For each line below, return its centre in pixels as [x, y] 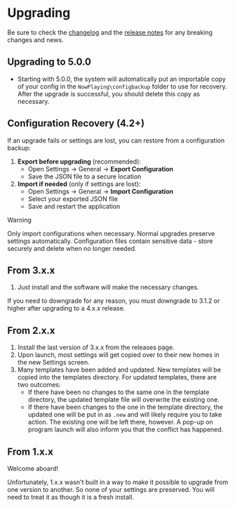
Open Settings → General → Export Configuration [101, 169]
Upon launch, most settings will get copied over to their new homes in [118, 355]
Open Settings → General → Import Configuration [101, 191]
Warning [19, 220]
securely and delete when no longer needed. [72, 248]
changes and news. [36, 39]
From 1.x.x [31, 451]
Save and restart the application [74, 206]
